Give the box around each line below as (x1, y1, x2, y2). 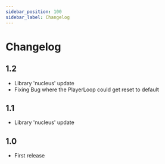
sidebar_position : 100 (5, 8, 62, 15)
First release (14, 152, 45, 159)
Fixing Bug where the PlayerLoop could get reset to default (14, 86, 159, 93)
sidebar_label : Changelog (5, 14, 70, 20)
